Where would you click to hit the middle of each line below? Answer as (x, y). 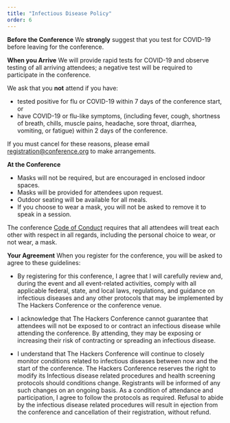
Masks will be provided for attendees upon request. (90, 192)
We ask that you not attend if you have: (63, 88)
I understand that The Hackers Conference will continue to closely (111, 354)
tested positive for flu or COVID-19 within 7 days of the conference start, (119, 101)
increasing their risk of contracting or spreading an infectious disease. (116, 340)
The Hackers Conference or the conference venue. (89, 305)
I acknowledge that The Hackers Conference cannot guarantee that (112, 318)
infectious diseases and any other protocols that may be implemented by (120, 298)
